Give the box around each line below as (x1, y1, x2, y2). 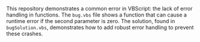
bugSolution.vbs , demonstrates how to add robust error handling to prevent (6, 24, 194, 31)
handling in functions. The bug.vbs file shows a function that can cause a (6, 11, 187, 18)
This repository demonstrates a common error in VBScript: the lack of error (6, 5, 193, 12)
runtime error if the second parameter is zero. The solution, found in (6, 18, 175, 24)
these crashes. (6, 30, 43, 37)
